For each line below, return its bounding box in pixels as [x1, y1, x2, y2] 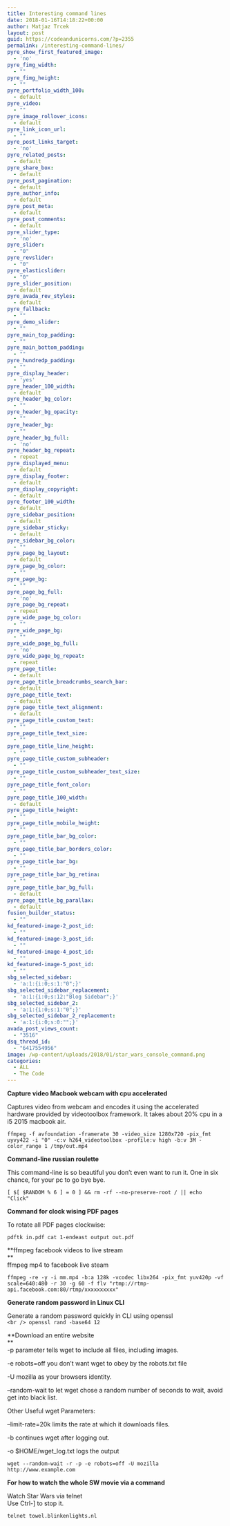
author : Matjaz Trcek [7, 23, 70, 30]
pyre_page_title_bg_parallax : [7, 896, 95, 904]
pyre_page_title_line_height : [7, 742, 95, 750]
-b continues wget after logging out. [7, 1433, 110, 1442]
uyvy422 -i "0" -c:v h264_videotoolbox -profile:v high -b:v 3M [7, 1137, 196, 1144]
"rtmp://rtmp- [109, 1280, 150, 1287]
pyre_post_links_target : [7, 139, 79, 146]
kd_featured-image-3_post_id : [7, 935, 95, 942]
